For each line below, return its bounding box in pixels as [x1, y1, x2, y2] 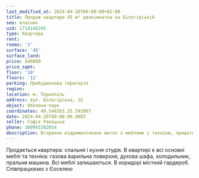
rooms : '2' [6, 42, 33, 48]
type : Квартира [6, 31, 44, 37]
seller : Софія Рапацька [6, 119, 65, 125]
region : [6, 86, 25, 92]
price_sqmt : [6, 63, 36, 70]
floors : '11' [6, 75, 38, 81]
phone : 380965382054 [6, 125, 57, 131]
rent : [6, 36, 20, 42]
